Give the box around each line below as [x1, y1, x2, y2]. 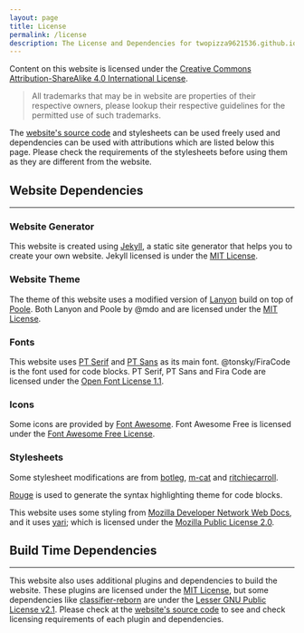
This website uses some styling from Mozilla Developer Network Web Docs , [9, 507, 292, 518]
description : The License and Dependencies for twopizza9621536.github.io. [9, 38, 301, 48]
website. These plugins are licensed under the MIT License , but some [9, 585, 270, 596]
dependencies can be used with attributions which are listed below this [9, 137, 275, 148]
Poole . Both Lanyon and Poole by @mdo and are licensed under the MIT [9, 303, 278, 314]
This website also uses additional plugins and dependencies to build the [9, 575, 278, 586]
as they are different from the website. [9, 156, 152, 168]
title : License [9, 22, 67, 31]
